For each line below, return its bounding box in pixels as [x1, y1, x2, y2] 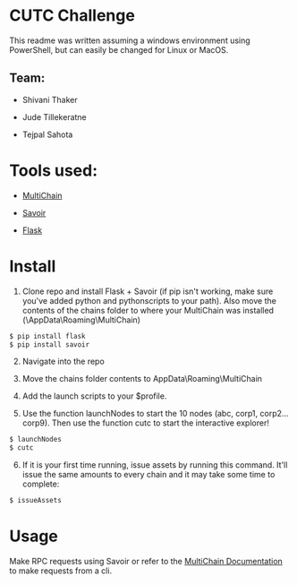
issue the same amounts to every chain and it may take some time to [21, 469, 276, 480]
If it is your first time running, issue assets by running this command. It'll [21, 460, 288, 470]
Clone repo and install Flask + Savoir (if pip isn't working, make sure [21, 286, 274, 297]
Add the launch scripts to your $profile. [21, 391, 167, 401]
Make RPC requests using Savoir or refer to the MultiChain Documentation [9, 555, 284, 566]
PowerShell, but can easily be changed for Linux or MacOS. [9, 44, 229, 55]
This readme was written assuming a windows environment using [9, 35, 250, 46]
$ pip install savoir [9, 340, 90, 349]
